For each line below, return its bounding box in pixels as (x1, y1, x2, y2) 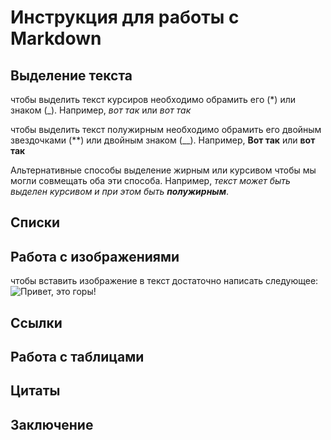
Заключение (10, 416, 94, 433)
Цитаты (10, 382, 61, 400)
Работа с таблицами (10, 348, 145, 365)
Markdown (10, 27, 102, 50)
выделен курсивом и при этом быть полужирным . (10, 186, 230, 197)
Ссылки (10, 314, 63, 331)
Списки (10, 214, 61, 231)
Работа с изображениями (10, 248, 180, 265)
